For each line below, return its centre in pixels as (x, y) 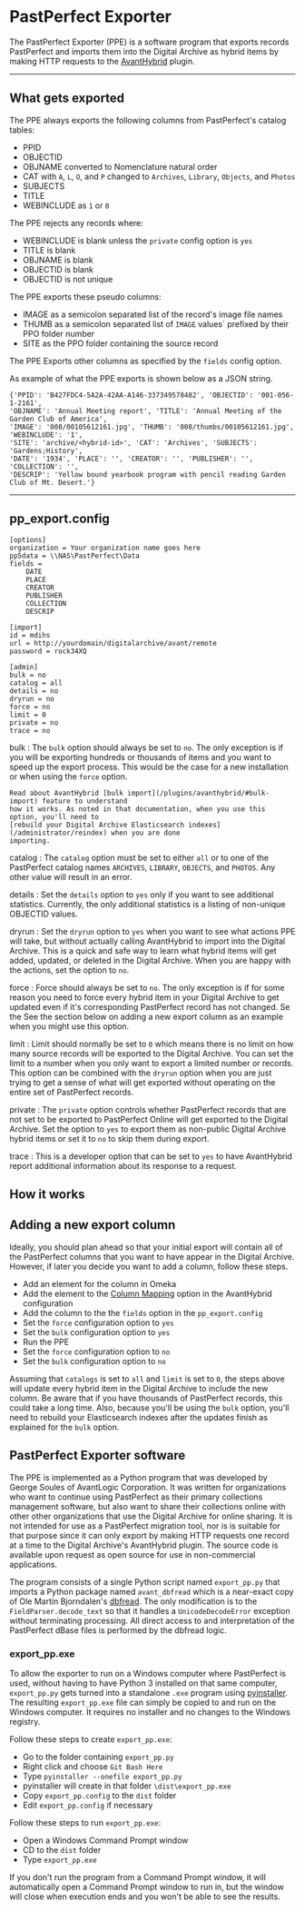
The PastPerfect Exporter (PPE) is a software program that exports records (149, 42)
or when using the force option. (69, 776)
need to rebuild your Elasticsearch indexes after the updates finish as (139, 1417)
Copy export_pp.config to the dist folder (99, 1795)
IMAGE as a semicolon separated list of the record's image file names (152, 314)
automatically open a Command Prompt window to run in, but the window (147, 1886)
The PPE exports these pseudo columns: (85, 296)
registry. (25, 1721)
